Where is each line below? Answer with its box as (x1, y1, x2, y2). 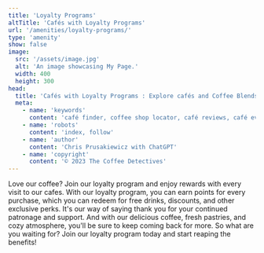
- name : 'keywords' (22, 107, 86, 115)
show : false (8, 41, 47, 49)
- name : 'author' (22, 135, 79, 144)
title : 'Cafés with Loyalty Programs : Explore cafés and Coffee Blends (15, 92, 258, 100)
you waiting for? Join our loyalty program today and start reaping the (8, 229, 231, 239)
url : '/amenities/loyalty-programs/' (8, 26, 132, 34)
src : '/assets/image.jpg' (15, 56, 101, 64)
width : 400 (15, 70, 51, 78)
